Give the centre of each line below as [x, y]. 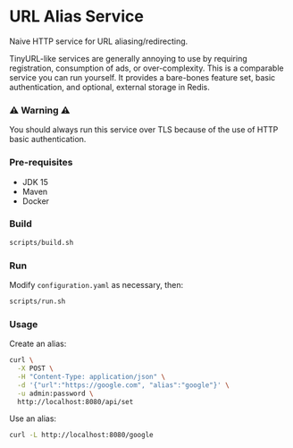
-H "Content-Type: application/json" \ [92, 376]
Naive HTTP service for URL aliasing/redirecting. [99, 41]
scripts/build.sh [42, 242]
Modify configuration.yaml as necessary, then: [96, 285]
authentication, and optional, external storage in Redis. [109, 87]
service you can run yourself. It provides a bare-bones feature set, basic [142, 77]
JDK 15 [35, 182]
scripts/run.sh [38, 301]
